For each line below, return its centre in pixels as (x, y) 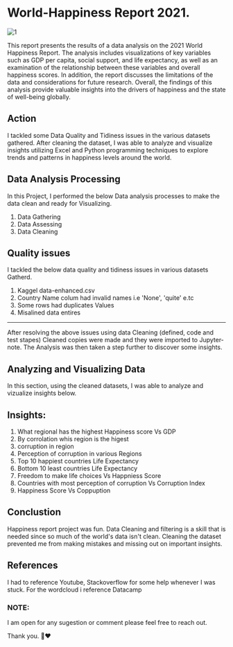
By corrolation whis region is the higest (73, 439)
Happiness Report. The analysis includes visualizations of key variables (109, 53)
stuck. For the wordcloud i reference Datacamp (75, 590)
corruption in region (45, 446)
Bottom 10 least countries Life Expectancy (77, 468)
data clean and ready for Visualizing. (60, 203)
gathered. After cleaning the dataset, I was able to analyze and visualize (110, 143)
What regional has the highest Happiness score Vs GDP (97, 432)
